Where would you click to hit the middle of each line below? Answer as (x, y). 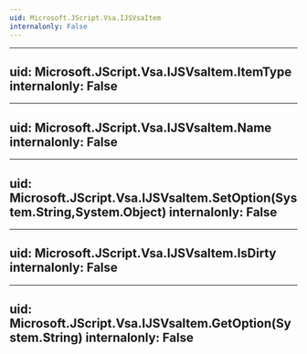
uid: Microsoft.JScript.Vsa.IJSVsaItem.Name (141, 127)
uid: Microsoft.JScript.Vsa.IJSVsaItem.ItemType (151, 72)
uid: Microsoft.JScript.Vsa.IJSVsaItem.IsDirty (143, 253)
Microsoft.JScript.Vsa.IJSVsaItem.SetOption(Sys (153, 198)
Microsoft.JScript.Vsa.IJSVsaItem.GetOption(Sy (150, 323)
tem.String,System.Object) (88, 212)
